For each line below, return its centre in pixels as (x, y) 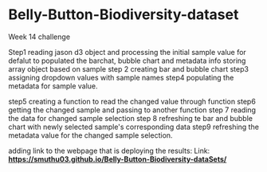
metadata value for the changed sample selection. (90, 135)
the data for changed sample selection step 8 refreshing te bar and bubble (131, 118)
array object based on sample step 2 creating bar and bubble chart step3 (129, 68)
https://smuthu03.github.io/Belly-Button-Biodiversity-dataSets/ (118, 159)
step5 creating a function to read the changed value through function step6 (132, 101)
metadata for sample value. (53, 86)
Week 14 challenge (39, 37)
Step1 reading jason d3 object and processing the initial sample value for (128, 52)
